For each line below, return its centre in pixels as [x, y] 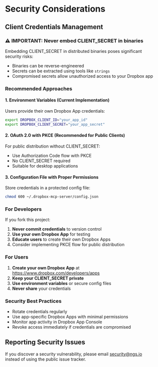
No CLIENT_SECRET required [41, 161]
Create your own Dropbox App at [46, 267]
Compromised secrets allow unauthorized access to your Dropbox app [83, 76]
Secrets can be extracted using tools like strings [61, 71]
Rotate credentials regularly [39, 311]
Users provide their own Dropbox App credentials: [55, 111]
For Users [17, 257]
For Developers [24, 209]
